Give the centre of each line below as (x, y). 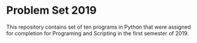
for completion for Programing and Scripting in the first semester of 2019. (98, 33)
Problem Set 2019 (51, 10)
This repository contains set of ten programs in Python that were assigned (99, 27)
